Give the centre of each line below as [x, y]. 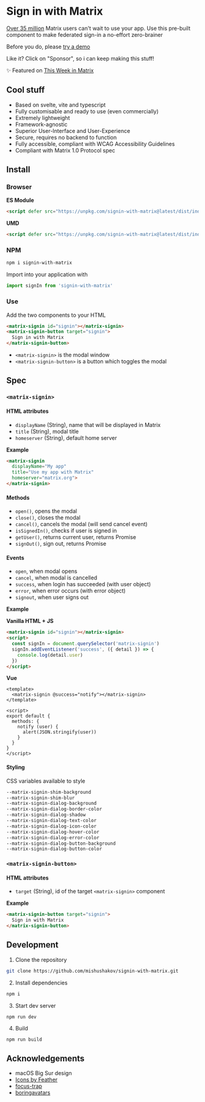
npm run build [24, 1040]
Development [33, 945]
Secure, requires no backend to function [66, 137]
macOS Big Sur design [43, 1073]
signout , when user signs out [52, 597]
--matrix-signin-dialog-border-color [54, 809]
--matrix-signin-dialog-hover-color [53, 832]
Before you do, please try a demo [48, 47]
